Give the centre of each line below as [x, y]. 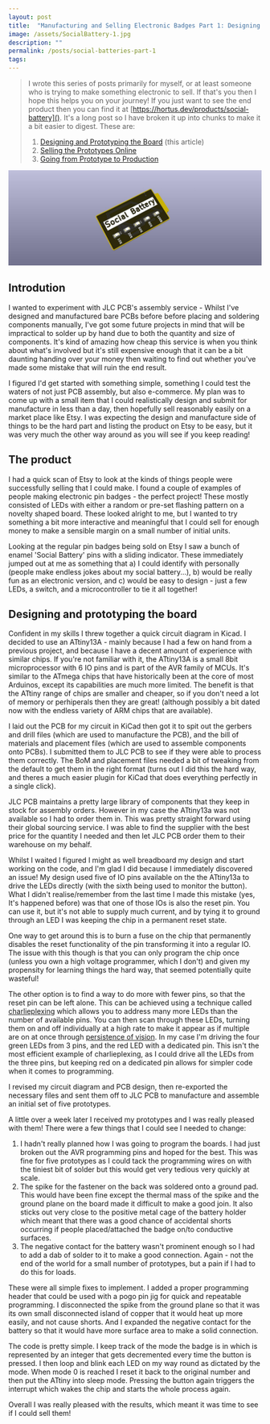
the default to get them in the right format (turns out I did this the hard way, [133, 769]
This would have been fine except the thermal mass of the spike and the [139, 1195]
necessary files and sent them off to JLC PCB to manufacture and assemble [134, 1095]
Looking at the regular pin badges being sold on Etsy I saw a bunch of [124, 546]
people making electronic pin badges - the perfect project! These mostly [129, 496]
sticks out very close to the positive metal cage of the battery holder [133, 1212]
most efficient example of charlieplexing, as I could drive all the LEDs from [131, 1054]
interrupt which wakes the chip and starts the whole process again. [120, 1389]
